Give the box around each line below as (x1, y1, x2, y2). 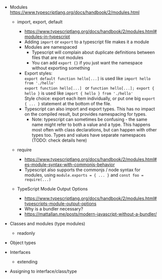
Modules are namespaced (24, 44, 78, 50)
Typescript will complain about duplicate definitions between (31, 49, 155, 55)
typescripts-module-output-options (24, 201, 97, 206)
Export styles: (24, 70, 53, 76)
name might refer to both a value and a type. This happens (31, 122, 151, 127)
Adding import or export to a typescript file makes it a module (24, 39, 149, 45)
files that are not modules (31, 55, 83, 61)
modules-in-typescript (24, 34, 70, 39)
